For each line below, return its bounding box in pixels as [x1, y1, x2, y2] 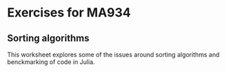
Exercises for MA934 [7, 5, 131, 21]
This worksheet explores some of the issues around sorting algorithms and [7, 50, 220, 59]
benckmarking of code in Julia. [7, 58, 95, 66]
